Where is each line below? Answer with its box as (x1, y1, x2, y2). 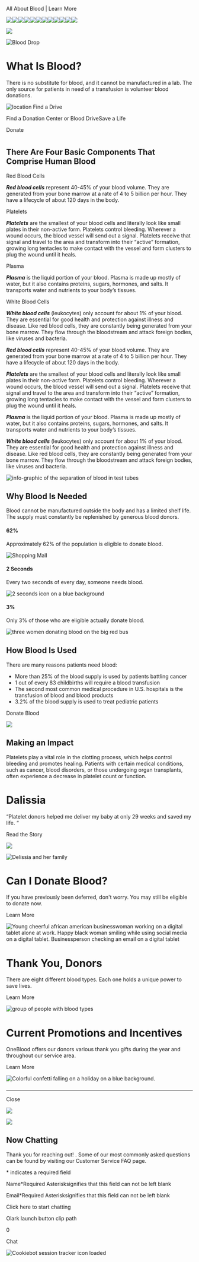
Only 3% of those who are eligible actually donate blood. (6, 617, 145, 624)
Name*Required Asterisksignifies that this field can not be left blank (6, 1180, 172, 1187)
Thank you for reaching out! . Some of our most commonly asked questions (6, 1151, 191, 1158)
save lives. (6, 982, 32, 990)
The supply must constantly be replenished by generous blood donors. (6, 513, 179, 521)
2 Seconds (6, 565, 33, 572)
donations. (6, 91, 33, 99)
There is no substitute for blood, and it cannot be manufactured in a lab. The (6, 79, 192, 86)
